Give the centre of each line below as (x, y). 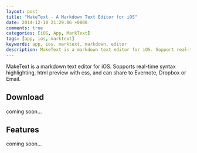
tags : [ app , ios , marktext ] (40, 39)
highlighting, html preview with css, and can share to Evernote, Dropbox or (96, 72)
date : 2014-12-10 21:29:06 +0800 (47, 22)
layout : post (22, 11)
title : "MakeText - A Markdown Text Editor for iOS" (72, 17)
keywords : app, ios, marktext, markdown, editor (67, 45)
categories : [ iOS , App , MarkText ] (48, 33)
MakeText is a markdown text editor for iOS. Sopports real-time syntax (91, 66)
